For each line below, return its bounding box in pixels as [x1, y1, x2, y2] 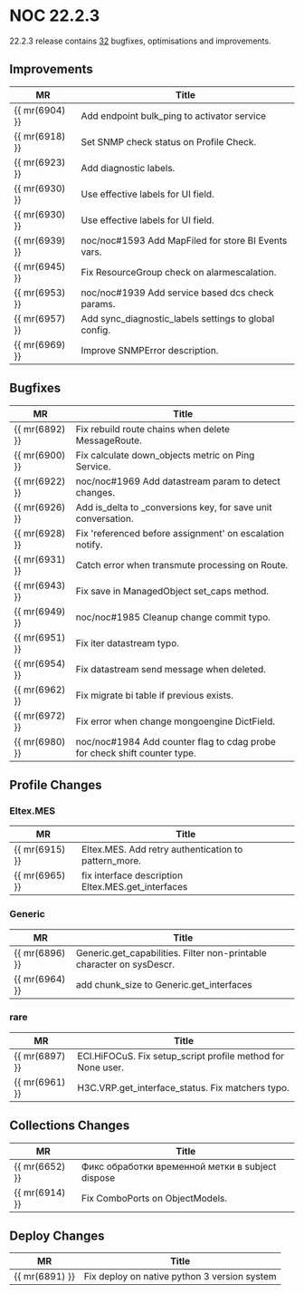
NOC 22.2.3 [9, 5, 100, 26]
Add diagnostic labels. [81, 161, 176, 174]
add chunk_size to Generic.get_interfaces [75, 978, 252, 990]
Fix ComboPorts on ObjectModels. [81, 1192, 228, 1204]
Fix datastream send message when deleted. [75, 662, 267, 675]
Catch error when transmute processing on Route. [75, 558, 289, 571]
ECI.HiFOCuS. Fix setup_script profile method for [77, 1049, 285, 1062]
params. [81, 297, 116, 310]
